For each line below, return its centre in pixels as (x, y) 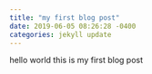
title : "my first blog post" (65, 18)
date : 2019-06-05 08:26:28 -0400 (73, 26)
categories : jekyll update (61, 34)
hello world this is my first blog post (76, 60)
